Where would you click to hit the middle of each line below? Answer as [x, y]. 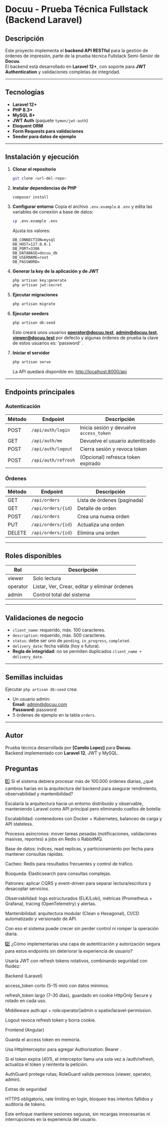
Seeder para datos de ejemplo [44, 136]
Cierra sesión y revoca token [113, 449]
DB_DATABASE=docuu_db [35, 253]
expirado [90, 464]
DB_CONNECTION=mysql [34, 240]
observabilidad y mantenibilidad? [39, 794]
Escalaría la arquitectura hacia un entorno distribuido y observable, [74, 803]
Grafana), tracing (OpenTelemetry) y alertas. [51, 904]
